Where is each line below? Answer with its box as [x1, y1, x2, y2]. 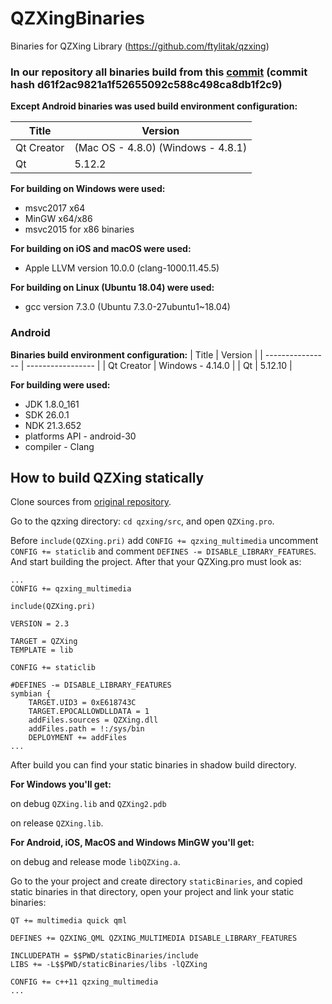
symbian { [10, 689, 52, 699]
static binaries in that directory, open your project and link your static [10, 886, 295, 898]
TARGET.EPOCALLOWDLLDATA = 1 [28, 707, 150, 717]
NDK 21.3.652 [24, 419, 82, 431]
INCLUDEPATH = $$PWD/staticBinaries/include [10, 951, 199, 961]
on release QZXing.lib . [10, 817, 104, 829]
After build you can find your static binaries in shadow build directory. [10, 759, 297, 771]
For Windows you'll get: [10, 778, 112, 791]
